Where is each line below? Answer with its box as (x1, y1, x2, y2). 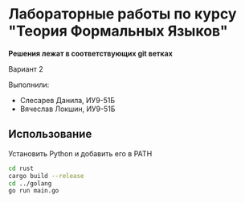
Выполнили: (8, 80, 50, 89)
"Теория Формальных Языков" (8, 22, 228, 40)
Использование (8, 127, 92, 141)
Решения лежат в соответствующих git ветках (8, 48, 173, 58)
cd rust (8, 164, 35, 172)
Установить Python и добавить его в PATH (8, 148, 153, 158)
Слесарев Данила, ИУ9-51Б (19, 95, 116, 105)
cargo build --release (8, 172, 84, 180)
